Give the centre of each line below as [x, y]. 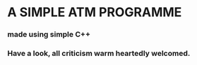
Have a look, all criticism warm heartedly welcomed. [99, 54]
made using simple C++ [49, 35]
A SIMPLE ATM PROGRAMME [95, 12]
